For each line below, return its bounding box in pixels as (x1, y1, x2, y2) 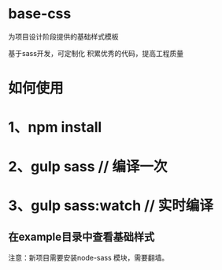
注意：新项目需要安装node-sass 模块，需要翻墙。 (8, 253, 169, 262)
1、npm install (8, 118, 102, 137)
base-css (8, 5, 72, 23)
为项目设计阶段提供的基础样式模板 (8, 32, 119, 41)
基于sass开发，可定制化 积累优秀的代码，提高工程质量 (8, 48, 183, 58)
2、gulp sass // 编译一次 (8, 157, 168, 175)
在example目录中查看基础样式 (8, 231, 155, 244)
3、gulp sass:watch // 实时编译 (8, 197, 214, 214)
